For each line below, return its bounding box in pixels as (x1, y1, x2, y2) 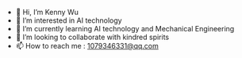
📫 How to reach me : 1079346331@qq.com (15, 42, 159, 50)
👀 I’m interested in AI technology (15, 16, 122, 25)
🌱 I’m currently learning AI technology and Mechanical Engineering (15, 24, 235, 33)
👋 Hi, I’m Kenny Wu (15, 8, 79, 16)
